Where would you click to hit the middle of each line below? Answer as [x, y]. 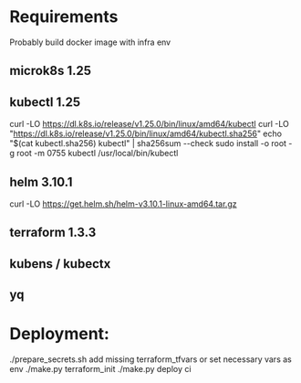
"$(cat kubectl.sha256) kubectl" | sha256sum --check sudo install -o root [148, 144]
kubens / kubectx [60, 264]
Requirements [64, 17]
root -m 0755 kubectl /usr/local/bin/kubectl [98, 154]
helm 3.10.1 [41, 181]
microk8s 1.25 [51, 71]
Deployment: [59, 334]
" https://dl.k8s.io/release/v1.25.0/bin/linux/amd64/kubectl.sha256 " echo [146, 133]
